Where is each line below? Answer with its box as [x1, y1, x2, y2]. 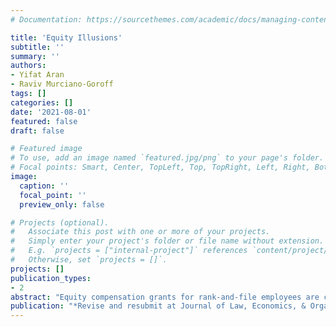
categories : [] [10, 97, 74, 108]
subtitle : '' [10, 42, 65, 52]
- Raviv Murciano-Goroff [10, 79, 114, 90]
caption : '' [19, 181, 70, 191]
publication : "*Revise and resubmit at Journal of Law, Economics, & [10, 301, 307, 311]
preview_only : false [19, 199, 105, 210]
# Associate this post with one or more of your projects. [10, 227, 271, 237]
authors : [10, 61, 47, 71]
